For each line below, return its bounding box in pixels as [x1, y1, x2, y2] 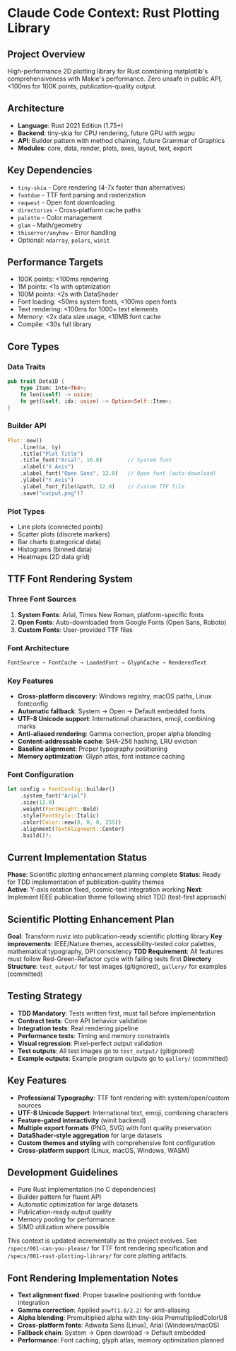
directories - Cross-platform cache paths [17, 205, 141, 214]
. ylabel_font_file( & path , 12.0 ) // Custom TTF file [20, 483, 185, 490]
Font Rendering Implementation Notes [7, 1272, 179, 1284]
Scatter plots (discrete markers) [17, 529, 111, 539]
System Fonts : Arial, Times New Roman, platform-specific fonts [17, 610, 204, 619]
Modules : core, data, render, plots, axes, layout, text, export [17, 144, 192, 152]
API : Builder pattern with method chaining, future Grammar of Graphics [17, 136, 225, 144]
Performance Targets [7, 256, 104, 268]
